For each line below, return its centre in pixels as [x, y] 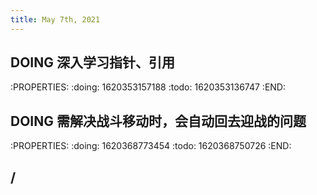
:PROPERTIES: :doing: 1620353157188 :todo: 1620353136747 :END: [148, 87]
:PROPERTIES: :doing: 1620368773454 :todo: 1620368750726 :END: [151, 146]
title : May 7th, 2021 [55, 19]
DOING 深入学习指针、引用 [92, 62]
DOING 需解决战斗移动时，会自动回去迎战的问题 [158, 121]
